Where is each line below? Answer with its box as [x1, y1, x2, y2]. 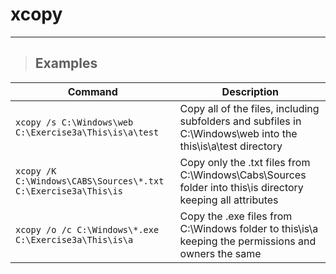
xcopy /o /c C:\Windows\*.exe [15, 224, 160, 235]
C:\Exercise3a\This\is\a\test [15, 126, 160, 138]
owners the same [179, 246, 262, 260]
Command [67, 84, 118, 98]
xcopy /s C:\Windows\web [15, 116, 134, 128]
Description [221, 84, 280, 98]
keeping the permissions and [179, 234, 317, 248]
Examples [34, 55, 98, 72]
